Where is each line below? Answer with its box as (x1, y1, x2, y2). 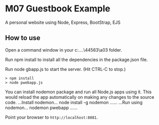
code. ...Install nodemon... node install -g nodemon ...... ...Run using (5, 99, 143, 105)
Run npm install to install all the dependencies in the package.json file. (5, 57, 148, 62)
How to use (5, 34, 40, 42)
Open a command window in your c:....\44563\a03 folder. (5, 47, 122, 53)
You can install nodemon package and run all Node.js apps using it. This (5, 89, 152, 95)
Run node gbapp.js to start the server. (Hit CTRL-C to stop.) (5, 66, 126, 72)
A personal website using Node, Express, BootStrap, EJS (5, 19, 121, 25)
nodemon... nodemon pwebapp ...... (5, 105, 78, 111)
